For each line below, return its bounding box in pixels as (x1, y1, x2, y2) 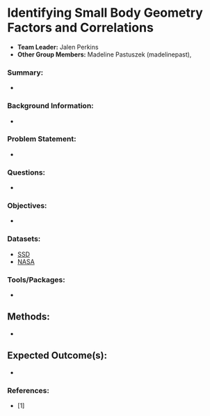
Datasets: (7, 234, 41, 244)
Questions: (7, 168, 46, 177)
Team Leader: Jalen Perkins (17, 43, 99, 51)
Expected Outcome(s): (7, 350, 108, 362)
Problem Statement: (7, 134, 76, 144)
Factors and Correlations (7, 20, 154, 36)
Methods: (7, 311, 50, 322)
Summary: (7, 68, 44, 77)
